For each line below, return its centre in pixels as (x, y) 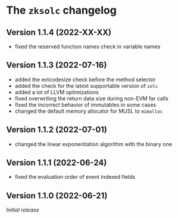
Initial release (23, 210)
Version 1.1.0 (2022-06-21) (57, 196)
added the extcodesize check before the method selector (85, 79)
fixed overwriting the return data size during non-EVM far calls (91, 98)
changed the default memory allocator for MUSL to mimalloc (89, 111)
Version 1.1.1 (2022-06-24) (57, 163)
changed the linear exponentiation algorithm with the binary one (93, 144)
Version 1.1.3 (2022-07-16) (57, 65)
